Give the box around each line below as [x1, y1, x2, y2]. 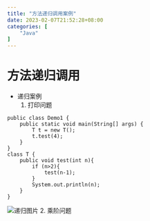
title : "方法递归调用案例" [7, 10, 77, 17]
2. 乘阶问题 [39, 206, 72, 215]
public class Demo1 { [7, 115, 70, 122]
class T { [7, 151, 36, 158]
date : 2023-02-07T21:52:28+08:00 [7, 17, 104, 24]
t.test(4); [32, 133, 64, 140]
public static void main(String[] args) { [19, 121, 144, 128]
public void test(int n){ [19, 157, 95, 164]
